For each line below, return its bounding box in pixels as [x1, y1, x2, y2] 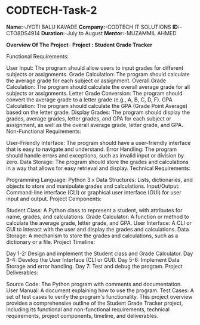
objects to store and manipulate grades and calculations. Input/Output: [6, 182, 180, 190]
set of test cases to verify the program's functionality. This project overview [6, 293, 193, 300]
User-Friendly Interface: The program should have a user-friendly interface [6, 139, 191, 146]
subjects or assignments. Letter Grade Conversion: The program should [6, 89, 183, 97]
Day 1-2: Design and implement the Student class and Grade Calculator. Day [6, 250, 193, 257]
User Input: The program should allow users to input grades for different [6, 64, 184, 72]
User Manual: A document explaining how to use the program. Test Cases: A [6, 287, 194, 294]
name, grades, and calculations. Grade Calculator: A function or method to [6, 213, 189, 220]
